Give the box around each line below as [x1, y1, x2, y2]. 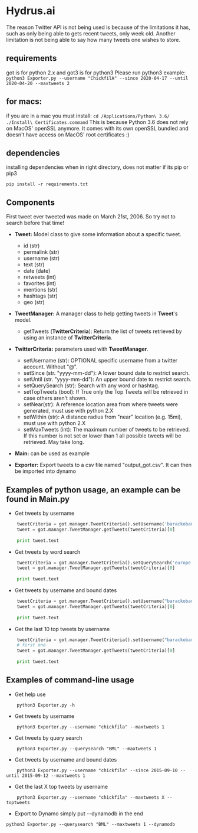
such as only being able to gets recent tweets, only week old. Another [6, 30, 176, 37]
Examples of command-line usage [6, 675, 134, 685]
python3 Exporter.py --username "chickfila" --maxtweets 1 [16, 724, 165, 730]
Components [6, 197, 55, 207]
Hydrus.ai [6, 4, 55, 18]
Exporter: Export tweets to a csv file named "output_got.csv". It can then [14, 462, 192, 469]
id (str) [23, 242, 40, 249]
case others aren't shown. [23, 394, 87, 402]
